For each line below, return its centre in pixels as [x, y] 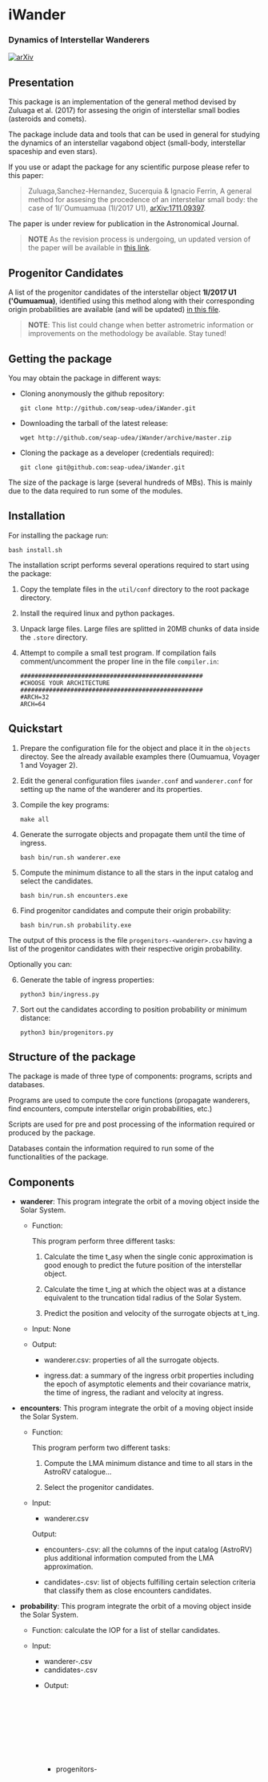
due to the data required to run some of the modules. [96, 490]
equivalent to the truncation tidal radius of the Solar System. [143, 1298]
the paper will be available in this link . [90, 248]
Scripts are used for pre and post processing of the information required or [132, 1124]
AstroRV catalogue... [78, 1472]
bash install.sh [35, 550]
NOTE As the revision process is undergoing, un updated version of [139, 239]
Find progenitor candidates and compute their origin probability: [126, 910]
